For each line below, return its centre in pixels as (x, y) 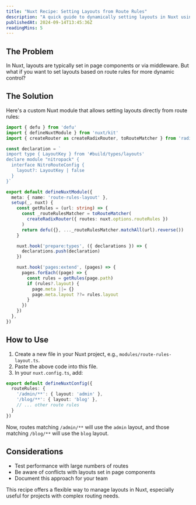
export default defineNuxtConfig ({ (49, 383)
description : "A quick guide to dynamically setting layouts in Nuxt (92, 17)
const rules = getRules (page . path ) (70, 278)
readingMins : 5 (24, 28)
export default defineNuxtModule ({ (49, 192)
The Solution (30, 96)
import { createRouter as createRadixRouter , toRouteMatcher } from (91, 138)
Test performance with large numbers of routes (71, 466)
